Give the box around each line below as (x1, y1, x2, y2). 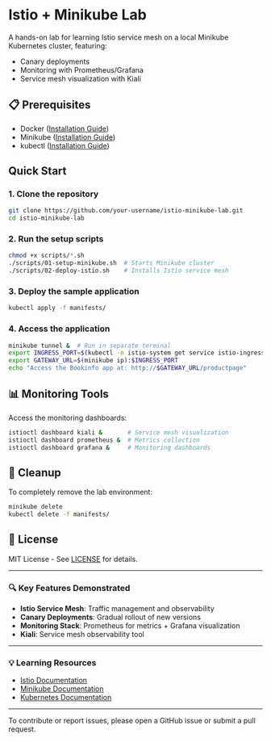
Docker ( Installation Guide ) (19, 124, 110, 133)
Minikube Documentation (19, 684, 104, 694)
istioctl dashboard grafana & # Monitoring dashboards (8, 443, 211, 451)
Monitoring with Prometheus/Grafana (19, 65, 144, 74)
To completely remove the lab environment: (8, 487, 153, 497)
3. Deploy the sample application (8, 286, 140, 297)
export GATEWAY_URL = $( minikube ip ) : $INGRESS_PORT (8, 357, 179, 365)
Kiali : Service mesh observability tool (19, 630, 145, 639)
